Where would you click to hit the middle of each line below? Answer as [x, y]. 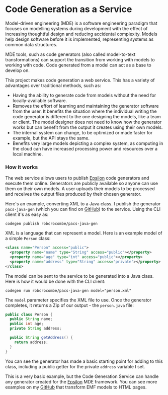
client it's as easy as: [27, 214]
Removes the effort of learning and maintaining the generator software [86, 106]
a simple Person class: [28, 239]
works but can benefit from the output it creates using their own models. [88, 127]
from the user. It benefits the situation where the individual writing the [85, 111]
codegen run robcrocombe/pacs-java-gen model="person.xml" [68, 290]
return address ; [31, 342]
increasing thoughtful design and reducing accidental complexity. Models [81, 34]
